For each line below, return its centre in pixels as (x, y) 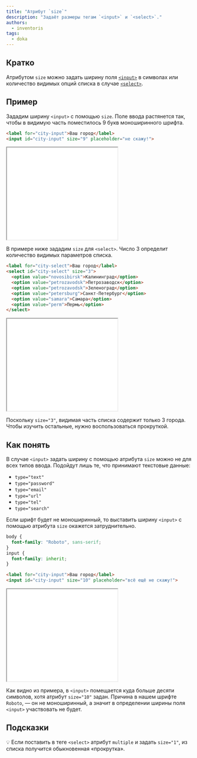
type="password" (35, 484)
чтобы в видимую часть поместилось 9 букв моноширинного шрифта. (95, 122)
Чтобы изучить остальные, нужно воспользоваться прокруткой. (88, 426)
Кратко (20, 63)
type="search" (32, 509)
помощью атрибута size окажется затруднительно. (71, 526)
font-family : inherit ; (39, 558)
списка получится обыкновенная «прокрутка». (65, 749)
